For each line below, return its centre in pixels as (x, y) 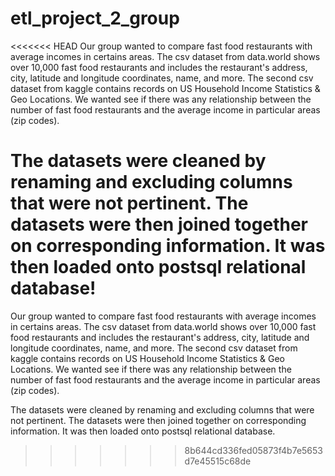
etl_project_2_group (95, 18)
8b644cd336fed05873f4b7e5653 (254, 450)
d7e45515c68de (218, 461)
